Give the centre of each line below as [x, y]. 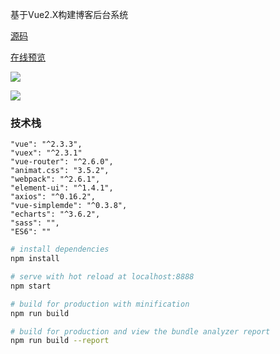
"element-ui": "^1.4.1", [62, 188]
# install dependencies [60, 249]
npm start [31, 286]
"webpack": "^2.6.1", [55, 179]
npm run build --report [60, 341]
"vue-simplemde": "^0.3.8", [69, 206]
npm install [35, 259]
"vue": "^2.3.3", [46, 144]
